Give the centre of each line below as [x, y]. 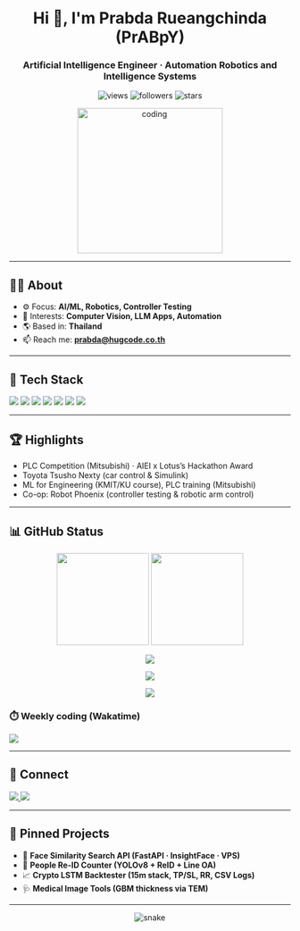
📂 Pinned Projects [59, 834]
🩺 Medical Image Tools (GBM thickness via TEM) [115, 888]
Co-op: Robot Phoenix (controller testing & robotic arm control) [138, 494]
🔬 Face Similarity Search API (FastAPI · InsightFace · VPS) [131, 855]
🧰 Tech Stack [46, 379]
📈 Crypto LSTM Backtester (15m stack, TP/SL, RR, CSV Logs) [138, 875]
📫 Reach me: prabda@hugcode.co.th [94, 340]
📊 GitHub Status [57, 532]
